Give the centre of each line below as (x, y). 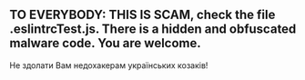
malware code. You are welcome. (106, 43)
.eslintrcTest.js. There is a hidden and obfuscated (153, 30)
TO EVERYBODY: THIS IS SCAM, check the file (142, 15)
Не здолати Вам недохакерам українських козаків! (109, 65)
